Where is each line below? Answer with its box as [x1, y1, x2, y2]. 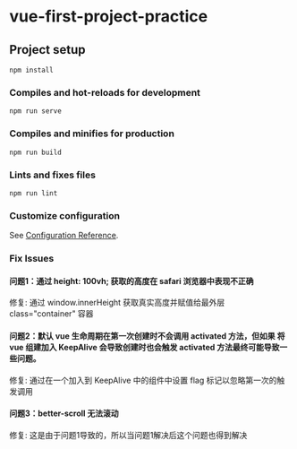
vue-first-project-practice [9, 6, 208, 27]
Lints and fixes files [9, 168, 97, 181]
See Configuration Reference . [9, 230, 119, 241]
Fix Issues [9, 253, 55, 265]
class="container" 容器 [9, 308, 94, 319]
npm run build [9, 148, 63, 157]
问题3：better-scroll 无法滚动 [9, 408, 119, 419]
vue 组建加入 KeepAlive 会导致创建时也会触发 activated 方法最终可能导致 [9, 341, 280, 352]
